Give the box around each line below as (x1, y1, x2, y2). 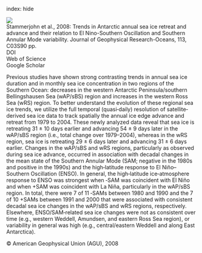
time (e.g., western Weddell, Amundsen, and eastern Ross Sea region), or (6, 215, 190, 222)
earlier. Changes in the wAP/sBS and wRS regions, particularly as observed (6, 144, 194, 151)
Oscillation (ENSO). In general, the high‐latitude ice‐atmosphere (30, 170, 190, 177)
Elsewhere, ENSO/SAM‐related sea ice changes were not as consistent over (6, 209, 196, 216)
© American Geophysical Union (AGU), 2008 (6, 240, 119, 247)
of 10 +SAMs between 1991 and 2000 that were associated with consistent (6, 196, 193, 203)
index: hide (6, 5, 35, 12)
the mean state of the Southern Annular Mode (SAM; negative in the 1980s (6, 157, 193, 164)
